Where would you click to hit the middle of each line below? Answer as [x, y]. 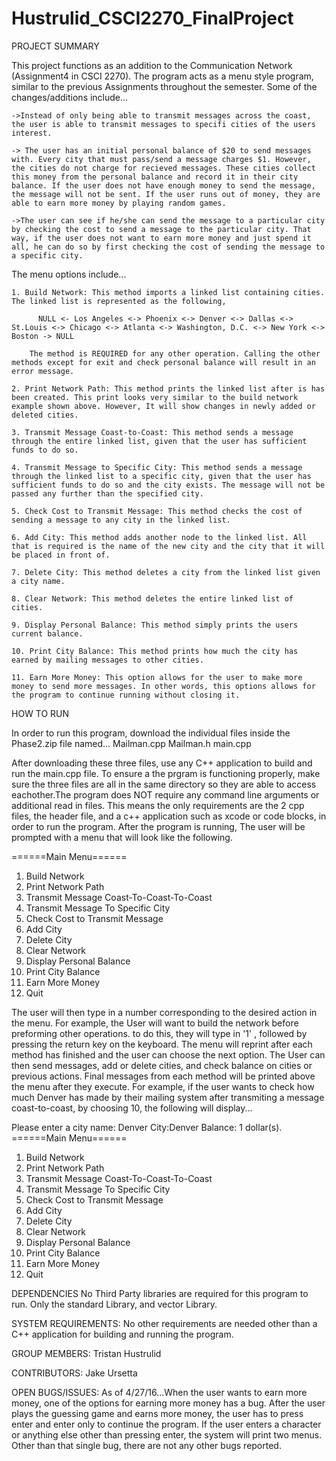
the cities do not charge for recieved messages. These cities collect [163, 168]
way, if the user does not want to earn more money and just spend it [161, 238]
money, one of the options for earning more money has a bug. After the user [168, 1403]
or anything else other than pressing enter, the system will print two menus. [167, 1434]
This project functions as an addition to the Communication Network [152, 65]
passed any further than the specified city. [107, 493]
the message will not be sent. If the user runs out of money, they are [166, 194]
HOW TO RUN [40, 713]
